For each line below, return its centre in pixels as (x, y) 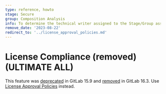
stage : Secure (20, 14)
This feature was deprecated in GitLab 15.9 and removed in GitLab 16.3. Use (82, 81)
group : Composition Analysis (35, 19)
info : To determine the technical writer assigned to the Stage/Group (79, 23)
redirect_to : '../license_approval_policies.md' (56, 32)
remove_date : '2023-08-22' (33, 28)
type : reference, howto (30, 10)
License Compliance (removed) (71, 57)
